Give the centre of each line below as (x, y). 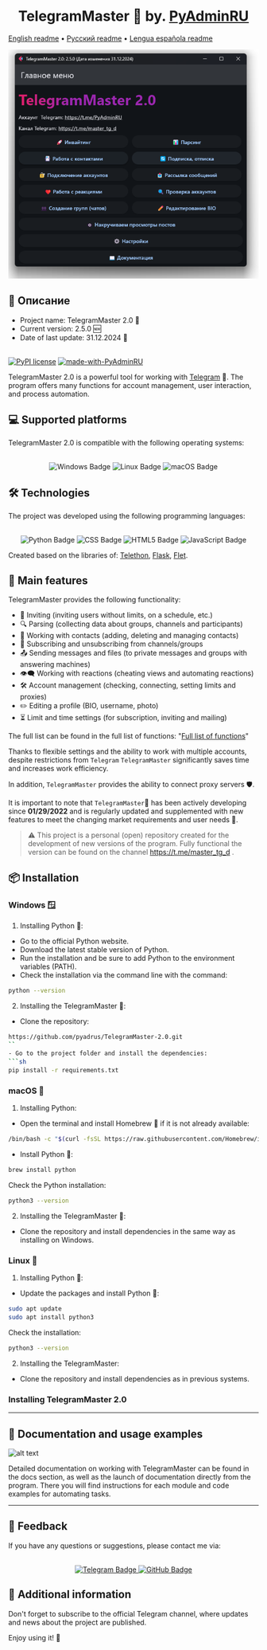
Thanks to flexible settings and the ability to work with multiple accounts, (128, 751)
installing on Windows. (56, 1240)
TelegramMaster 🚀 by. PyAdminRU (133, 16)
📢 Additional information (70, 1595)
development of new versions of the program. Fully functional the (135, 844)
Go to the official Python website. (74, 941)
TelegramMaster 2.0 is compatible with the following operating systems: (126, 443)
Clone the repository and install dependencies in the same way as (128, 1231)
